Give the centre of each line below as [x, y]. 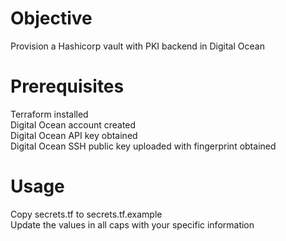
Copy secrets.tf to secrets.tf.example [86, 214]
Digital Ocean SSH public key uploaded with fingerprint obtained [143, 146]
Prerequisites [67, 86]
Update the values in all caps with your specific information [132, 224]
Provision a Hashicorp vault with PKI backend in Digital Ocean [137, 46]
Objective [51, 18]
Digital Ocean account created [73, 124]
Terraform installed [49, 114]
